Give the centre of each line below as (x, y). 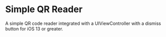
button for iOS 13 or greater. (34, 28)
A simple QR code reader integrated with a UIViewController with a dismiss (83, 23)
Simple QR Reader (44, 9)
